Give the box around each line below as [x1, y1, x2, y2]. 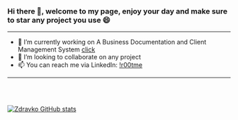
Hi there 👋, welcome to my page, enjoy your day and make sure [7, 6, 228, 16]
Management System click [17, 45, 96, 54]
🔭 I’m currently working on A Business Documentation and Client [17, 38, 207, 47]
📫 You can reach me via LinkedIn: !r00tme [17, 61, 143, 69]
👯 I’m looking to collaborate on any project [17, 53, 142, 61]
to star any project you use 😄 [7, 15, 111, 25]
